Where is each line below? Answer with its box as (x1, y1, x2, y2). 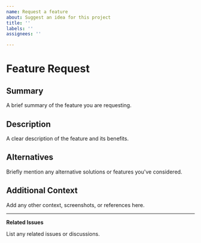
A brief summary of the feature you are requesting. (6, 102, 132, 109)
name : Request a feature (6, 8, 68, 15)
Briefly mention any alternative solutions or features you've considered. (6, 168, 182, 175)
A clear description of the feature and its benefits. (6, 135, 129, 142)
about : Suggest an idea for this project (6, 14, 111, 20)
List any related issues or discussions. (6, 230, 100, 237)
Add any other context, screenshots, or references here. (6, 201, 145, 208)
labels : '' (6, 25, 33, 32)
